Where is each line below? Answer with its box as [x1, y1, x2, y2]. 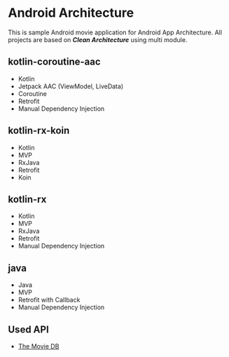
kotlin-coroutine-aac [8, 56, 101, 68]
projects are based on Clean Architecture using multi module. [8, 35, 188, 43]
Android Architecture [8, 5, 134, 21]
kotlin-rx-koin [8, 125, 70, 137]
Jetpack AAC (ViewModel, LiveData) [18, 82, 124, 90]
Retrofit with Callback [18, 296, 81, 304]
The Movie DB [18, 342, 60, 350]
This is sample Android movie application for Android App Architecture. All [8, 28, 223, 36]
